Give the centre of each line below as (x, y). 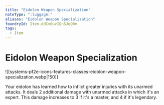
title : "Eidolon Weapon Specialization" (48, 10)
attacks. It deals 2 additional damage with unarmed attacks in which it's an (82, 92)
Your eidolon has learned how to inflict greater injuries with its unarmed (79, 86)
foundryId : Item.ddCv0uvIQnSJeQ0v (41, 24)
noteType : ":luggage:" (29, 14)
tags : (11, 28)
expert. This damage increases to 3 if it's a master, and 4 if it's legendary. (81, 97)
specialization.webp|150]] (32, 77)
